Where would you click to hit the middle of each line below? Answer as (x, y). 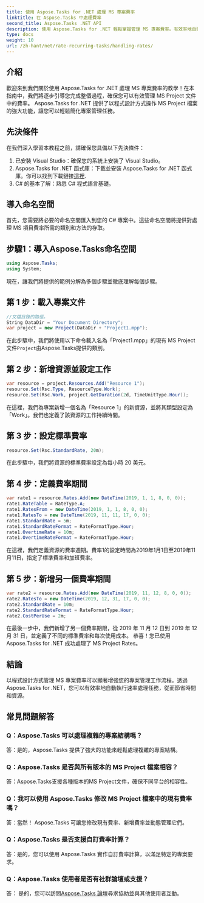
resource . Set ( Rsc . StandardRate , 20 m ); (55, 450)
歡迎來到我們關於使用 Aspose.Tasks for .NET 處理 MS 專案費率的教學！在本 (100, 88)
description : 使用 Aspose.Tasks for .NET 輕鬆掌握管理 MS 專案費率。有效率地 (99, 29)
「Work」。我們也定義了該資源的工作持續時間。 (65, 415)
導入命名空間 (30, 204)
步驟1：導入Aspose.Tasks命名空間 (71, 249)
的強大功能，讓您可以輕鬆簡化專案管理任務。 (62, 111)
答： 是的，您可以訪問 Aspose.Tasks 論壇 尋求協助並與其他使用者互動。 (94, 893)
